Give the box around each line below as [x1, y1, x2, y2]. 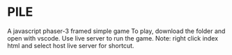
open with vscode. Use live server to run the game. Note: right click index [7, 34, 218, 42]
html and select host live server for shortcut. [7, 41, 134, 49]
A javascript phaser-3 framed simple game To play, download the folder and [7, 27, 226, 35]
